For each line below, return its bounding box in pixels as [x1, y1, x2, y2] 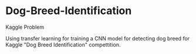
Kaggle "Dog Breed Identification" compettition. [5, 41, 121, 48]
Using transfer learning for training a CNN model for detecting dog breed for [5, 35, 190, 42]
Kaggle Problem [5, 23, 45, 31]
